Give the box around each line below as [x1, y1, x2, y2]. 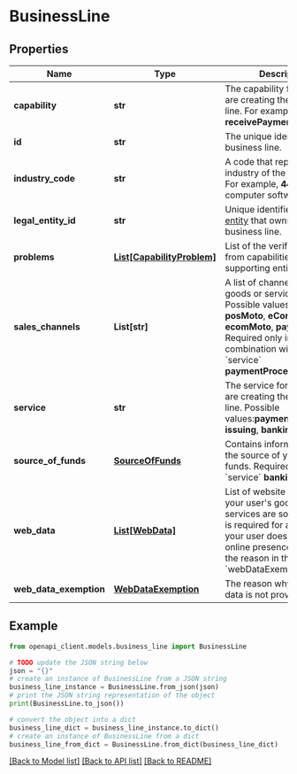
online [225, 541, 250, 553]
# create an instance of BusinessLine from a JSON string [9, 675, 227, 684]
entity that [225, 214, 268, 227]
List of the [225, 240, 267, 252]
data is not [225, 589, 269, 600]
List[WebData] [113, 524, 177, 537]
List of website [225, 485, 286, 498]
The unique [225, 130, 272, 143]
